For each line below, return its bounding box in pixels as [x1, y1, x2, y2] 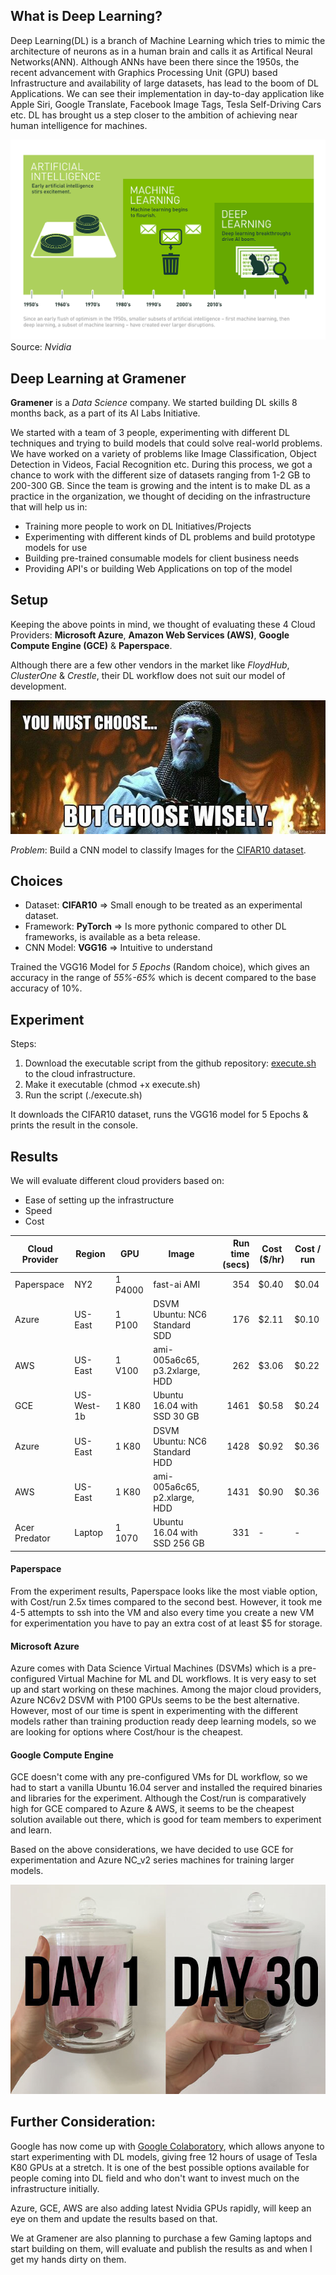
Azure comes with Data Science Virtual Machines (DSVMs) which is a [10, 1662, 297, 1674]
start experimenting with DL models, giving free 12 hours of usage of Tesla [10, 2150, 318, 2163]
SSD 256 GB [153, 1537, 205, 1549]
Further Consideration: [10, 2114, 156, 2131]
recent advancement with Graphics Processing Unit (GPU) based [10, 66, 278, 78]
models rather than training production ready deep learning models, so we [10, 1715, 317, 1728]
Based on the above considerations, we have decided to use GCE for [10, 1844, 294, 1856]
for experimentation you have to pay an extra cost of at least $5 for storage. [10, 1617, 323, 1629]
